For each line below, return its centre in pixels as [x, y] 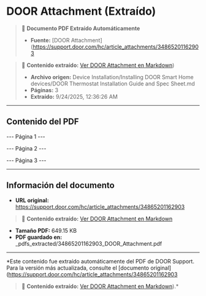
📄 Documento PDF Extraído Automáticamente [81, 28]
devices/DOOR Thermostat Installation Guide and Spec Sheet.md [113, 84]
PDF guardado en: [39, 237]
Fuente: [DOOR [50, 40]
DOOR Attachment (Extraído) [81, 11]
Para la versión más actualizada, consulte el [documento [78, 268]
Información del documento [60, 185]
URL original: [32, 200]
